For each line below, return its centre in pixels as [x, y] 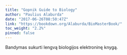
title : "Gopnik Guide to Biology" [41, 10]
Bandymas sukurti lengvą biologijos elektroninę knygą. [61, 47]
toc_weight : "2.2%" [26, 28]
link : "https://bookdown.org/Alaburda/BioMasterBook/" [64, 24]
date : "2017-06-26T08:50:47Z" [37, 19]
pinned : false [20, 33]
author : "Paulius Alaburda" [35, 14]
